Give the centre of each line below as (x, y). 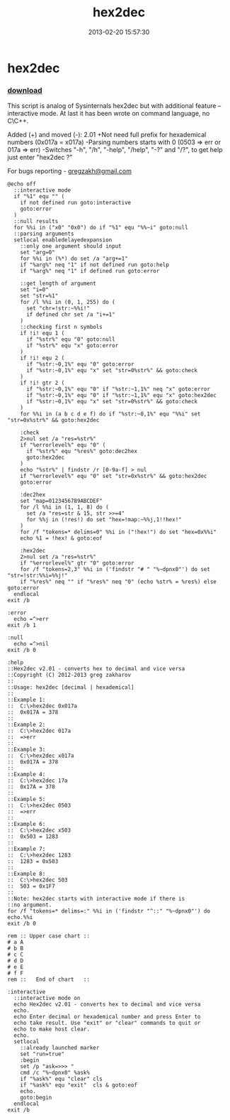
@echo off (22, 184)
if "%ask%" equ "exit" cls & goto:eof (79, 1085)
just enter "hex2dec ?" (40, 158)
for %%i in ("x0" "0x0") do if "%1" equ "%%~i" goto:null (101, 228)
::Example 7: (27, 849)
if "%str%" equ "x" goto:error (72, 346)
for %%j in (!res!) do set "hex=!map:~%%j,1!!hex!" (104, 520)
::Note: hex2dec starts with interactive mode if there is (96, 899)
